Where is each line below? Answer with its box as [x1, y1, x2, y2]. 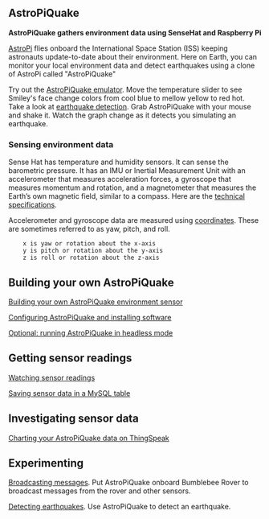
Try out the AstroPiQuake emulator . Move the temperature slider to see [8, 84, 243, 94]
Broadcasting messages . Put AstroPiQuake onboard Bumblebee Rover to [8, 478, 249, 488]
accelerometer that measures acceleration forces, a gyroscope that [8, 175, 231, 184]
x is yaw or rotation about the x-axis [22, 240, 157, 248]
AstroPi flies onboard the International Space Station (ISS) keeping [8, 43, 229, 53]
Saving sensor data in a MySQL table [8, 388, 131, 397]
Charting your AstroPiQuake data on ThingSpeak [8, 433, 170, 443]
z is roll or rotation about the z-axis [22, 253, 160, 262]
